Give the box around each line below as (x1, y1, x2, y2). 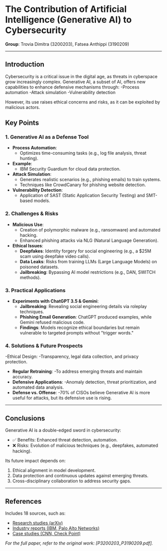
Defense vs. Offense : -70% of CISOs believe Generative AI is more (12, 390, 150, 396)
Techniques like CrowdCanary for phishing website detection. (19, 182, 146, 188)
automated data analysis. (12, 384, 64, 390)
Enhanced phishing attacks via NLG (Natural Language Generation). (19, 237, 159, 243)
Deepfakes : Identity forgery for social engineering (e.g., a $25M (19, 248, 152, 254)
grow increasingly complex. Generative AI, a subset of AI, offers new (5, 79, 146, 85)
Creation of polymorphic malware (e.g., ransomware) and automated (19, 226, 161, 232)
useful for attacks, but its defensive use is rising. (12, 395, 112, 401)
